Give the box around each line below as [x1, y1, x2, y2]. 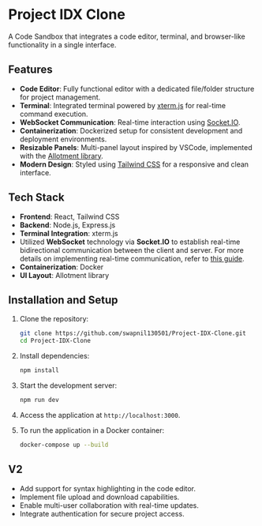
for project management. [19, 92, 101, 102]
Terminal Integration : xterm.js [19, 228, 118, 238]
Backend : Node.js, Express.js [19, 220, 116, 230]
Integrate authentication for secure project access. [19, 509, 185, 518]
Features [8, 63, 53, 77]
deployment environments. [19, 134, 107, 144]
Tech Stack [8, 191, 65, 205]
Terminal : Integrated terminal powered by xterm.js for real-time [19, 100, 226, 110]
